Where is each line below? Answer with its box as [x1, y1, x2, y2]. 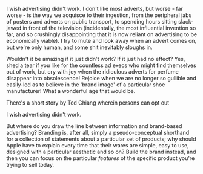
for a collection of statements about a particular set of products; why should [6, 135, 196, 143]
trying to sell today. [6, 161, 55, 168]
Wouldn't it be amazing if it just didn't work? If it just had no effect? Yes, [6, 56, 185, 62]
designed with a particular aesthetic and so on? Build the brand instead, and [6, 148, 196, 155]
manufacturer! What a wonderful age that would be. [6, 88, 136, 94]
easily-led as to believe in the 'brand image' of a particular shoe [6, 81, 165, 88]
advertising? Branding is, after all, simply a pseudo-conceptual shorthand [6, 129, 190, 136]
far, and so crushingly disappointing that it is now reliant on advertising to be [6, 31, 198, 38]
